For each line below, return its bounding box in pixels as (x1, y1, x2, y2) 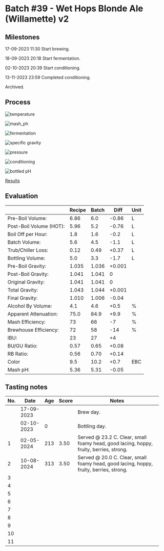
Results (5, 178, 20, 184)
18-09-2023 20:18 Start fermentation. (5, 55, 81, 61)
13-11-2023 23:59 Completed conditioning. (5, 75, 91, 80)
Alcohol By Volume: (7, 302, 52, 309)
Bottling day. (77, 423, 106, 430)
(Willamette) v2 (5, 13, 69, 25)
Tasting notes (5, 383, 48, 392)
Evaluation (5, 192, 38, 200)
